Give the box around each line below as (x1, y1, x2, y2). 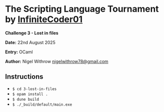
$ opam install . (12, 91, 48, 96)
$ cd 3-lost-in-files (12, 87, 57, 91)
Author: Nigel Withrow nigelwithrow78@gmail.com (5, 58, 108, 64)
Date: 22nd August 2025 (5, 39, 56, 45)
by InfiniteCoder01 (5, 14, 83, 25)
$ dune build (12, 97, 39, 102)
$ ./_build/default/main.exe (12, 102, 72, 107)
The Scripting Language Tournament (5, 3, 159, 15)
